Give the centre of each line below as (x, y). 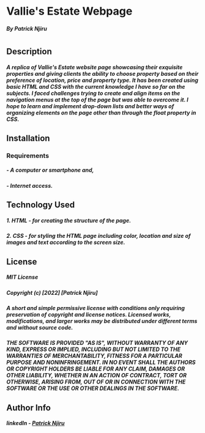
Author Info (28, 408)
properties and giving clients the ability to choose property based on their (102, 73)
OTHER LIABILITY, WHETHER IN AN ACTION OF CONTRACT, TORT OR (96, 376)
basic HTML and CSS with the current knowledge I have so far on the (96, 86)
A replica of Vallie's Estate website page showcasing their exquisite (95, 67)
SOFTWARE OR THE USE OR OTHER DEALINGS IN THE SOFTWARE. (93, 388)
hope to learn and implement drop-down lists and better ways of (90, 106)
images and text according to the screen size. (66, 242)
